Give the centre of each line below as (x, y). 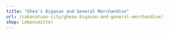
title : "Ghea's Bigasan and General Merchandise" (68, 11)
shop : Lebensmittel (30, 22)
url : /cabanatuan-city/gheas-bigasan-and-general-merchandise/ (85, 17)
